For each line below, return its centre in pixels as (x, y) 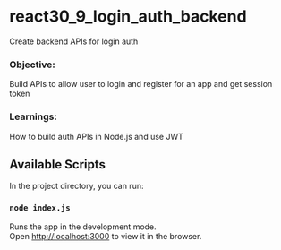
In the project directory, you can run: (77, 186)
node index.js (40, 208)
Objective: (32, 65)
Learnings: (34, 116)
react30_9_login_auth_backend (128, 17)
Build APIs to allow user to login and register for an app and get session (141, 84)
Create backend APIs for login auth (74, 41)
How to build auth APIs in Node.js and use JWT (96, 136)
